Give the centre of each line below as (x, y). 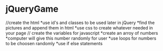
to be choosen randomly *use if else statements (54, 43)
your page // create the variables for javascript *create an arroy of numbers (82, 33)
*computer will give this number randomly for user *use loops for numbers (81, 38)
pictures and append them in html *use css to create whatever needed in (79, 27)
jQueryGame (32, 9)
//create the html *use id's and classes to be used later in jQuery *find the (80, 23)
